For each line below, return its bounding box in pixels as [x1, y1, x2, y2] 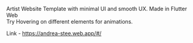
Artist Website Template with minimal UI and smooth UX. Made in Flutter [6, 5, 188, 12]
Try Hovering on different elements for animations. [6, 18, 133, 25]
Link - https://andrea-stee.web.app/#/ [6, 30, 102, 37]
